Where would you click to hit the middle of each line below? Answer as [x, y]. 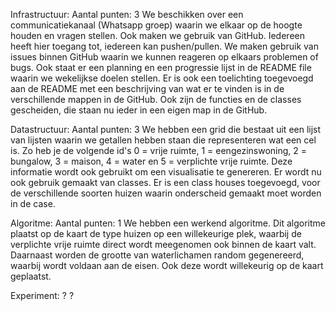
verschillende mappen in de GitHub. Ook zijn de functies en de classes [156, 99]
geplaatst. [31, 276]
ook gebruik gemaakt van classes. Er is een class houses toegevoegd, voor [165, 182]
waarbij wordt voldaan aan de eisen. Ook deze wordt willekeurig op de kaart [167, 265]
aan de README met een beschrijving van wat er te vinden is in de [147, 88]
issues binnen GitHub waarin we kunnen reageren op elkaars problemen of [164, 57]
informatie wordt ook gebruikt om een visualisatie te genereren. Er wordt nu [166, 172]
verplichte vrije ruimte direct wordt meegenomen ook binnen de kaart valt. [163, 244]
